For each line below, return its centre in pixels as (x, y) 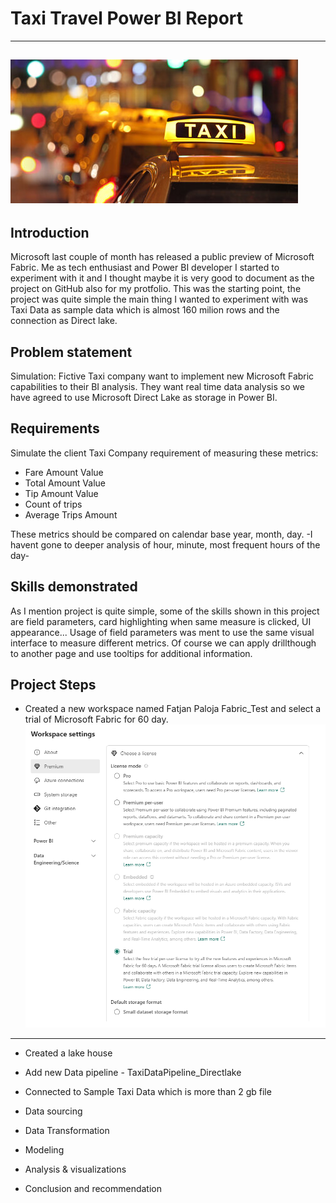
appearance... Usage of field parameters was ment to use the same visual (162, 632)
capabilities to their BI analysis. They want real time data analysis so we (157, 386)
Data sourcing (53, 1111)
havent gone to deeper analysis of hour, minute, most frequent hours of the (165, 544)
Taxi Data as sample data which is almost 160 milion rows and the (145, 310)
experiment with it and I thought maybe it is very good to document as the (162, 278)
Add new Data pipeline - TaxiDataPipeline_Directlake (133, 1072)
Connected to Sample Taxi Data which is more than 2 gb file (148, 1091)
